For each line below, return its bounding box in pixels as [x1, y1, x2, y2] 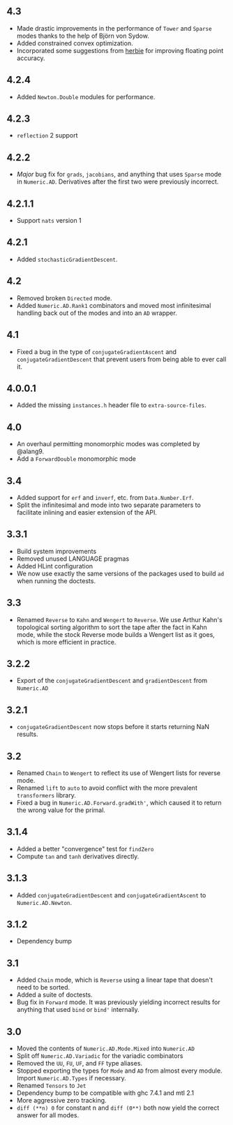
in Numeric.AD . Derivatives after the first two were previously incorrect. [16, 177, 219, 186]
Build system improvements [16, 547, 97, 555]
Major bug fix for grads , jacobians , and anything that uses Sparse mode [16, 170, 222, 179]
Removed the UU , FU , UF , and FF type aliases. [16, 1059, 143, 1068]
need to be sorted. [16, 983, 70, 992]
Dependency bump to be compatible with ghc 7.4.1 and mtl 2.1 [16, 1089, 195, 1097]
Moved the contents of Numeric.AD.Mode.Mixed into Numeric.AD [16, 1044, 195, 1053]
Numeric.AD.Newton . [16, 898, 73, 906]
